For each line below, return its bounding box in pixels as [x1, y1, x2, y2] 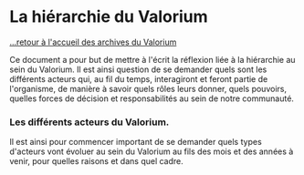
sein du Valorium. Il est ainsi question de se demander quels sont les [9, 64, 267, 75]
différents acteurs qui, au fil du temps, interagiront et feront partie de [9, 73, 268, 84]
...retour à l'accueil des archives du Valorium [9, 36, 177, 47]
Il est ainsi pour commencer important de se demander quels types [9, 137, 262, 148]
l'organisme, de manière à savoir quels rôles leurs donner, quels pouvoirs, [9, 83, 288, 94]
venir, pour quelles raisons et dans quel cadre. [9, 156, 184, 167]
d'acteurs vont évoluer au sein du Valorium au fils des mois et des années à [9, 146, 294, 157]
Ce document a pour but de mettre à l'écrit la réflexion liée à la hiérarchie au [9, 54, 296, 65]
